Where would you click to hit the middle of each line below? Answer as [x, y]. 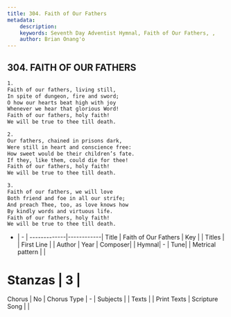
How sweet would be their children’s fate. [71, 154]
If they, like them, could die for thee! [68, 160]
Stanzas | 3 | [44, 280]
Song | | [18, 307]
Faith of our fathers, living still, [62, 90]
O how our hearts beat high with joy [62, 102]
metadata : [22, 20]
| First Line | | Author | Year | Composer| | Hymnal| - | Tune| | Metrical [117, 245]
